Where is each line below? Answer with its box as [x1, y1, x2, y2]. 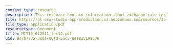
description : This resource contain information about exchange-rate [5, 12, 157, 17]
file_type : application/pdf [5, 21, 66, 27]
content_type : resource [5, 7, 56, 13]
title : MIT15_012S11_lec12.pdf [5, 31, 72, 36]
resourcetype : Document [5, 27, 56, 32]
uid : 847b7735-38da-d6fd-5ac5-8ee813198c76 [5, 36, 100, 41]
